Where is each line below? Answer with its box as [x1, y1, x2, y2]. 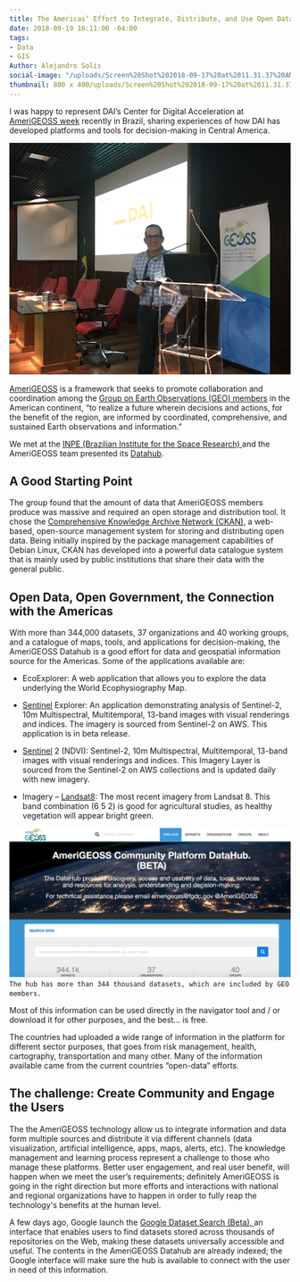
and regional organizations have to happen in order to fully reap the [9, 1190, 257, 1201]
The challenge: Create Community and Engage [9, 1086, 275, 1102]
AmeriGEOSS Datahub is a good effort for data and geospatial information [9, 646, 281, 657]
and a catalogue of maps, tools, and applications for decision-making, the [9, 637, 281, 647]
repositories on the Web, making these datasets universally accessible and [9, 1236, 285, 1246]
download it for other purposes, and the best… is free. [9, 1014, 208, 1025]
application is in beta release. [21, 728, 130, 739]
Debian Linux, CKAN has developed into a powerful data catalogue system [9, 545, 284, 555]
